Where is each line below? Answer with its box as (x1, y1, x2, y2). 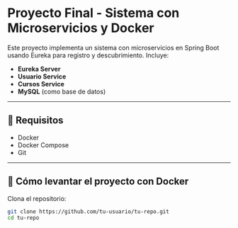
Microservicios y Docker (7, 20, 154, 36)
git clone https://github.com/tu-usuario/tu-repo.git (7, 207, 170, 215)
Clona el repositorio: (7, 194, 67, 203)
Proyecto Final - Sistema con (7, 5, 180, 21)
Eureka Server (17, 64, 61, 73)
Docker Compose (17, 140, 69, 149)
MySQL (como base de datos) (17, 87, 106, 96)
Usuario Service (17, 72, 67, 81)
